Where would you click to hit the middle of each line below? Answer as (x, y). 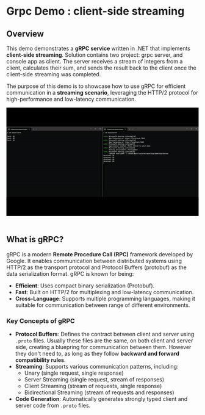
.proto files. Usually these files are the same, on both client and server (104, 341)
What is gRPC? (35, 240)
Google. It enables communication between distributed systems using (94, 261)
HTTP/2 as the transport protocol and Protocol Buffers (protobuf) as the (97, 267)
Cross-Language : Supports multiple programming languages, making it (105, 298)
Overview (25, 34)
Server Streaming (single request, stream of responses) (94, 380)
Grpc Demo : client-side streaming (95, 11)
